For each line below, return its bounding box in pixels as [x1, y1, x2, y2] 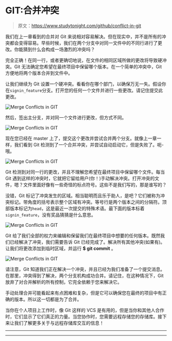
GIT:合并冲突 [5, 5, 59, 16]
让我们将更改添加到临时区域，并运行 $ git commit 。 [5, 245, 116, 251]
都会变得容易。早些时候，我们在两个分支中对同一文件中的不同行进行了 [9, 39, 158, 46]
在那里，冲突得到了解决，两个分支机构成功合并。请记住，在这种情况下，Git [5, 272, 164, 279]
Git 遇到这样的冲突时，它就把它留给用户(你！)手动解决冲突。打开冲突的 [5, 175, 155, 181]
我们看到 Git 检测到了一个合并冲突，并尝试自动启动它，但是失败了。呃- [14, 141, 164, 147]
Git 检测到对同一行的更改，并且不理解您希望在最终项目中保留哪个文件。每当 [5, 168, 165, 175]
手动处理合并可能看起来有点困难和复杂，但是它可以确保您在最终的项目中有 [5, 290, 162, 296]
